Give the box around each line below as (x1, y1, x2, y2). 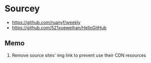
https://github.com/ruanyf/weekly (11, 19, 81, 25)
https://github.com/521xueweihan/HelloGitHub (11, 24, 107, 30)
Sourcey (4, 3, 40, 14)
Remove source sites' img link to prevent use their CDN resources (11, 52, 147, 58)
